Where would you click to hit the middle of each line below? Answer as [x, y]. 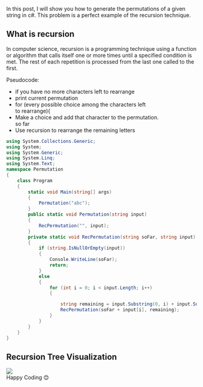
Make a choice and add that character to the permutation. [87, 117]
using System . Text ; [31, 164]
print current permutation [47, 98]
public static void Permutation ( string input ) [88, 214]
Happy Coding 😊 [28, 377]
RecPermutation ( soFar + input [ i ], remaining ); [120, 310]
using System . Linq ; [31, 158]
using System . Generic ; [35, 153]
